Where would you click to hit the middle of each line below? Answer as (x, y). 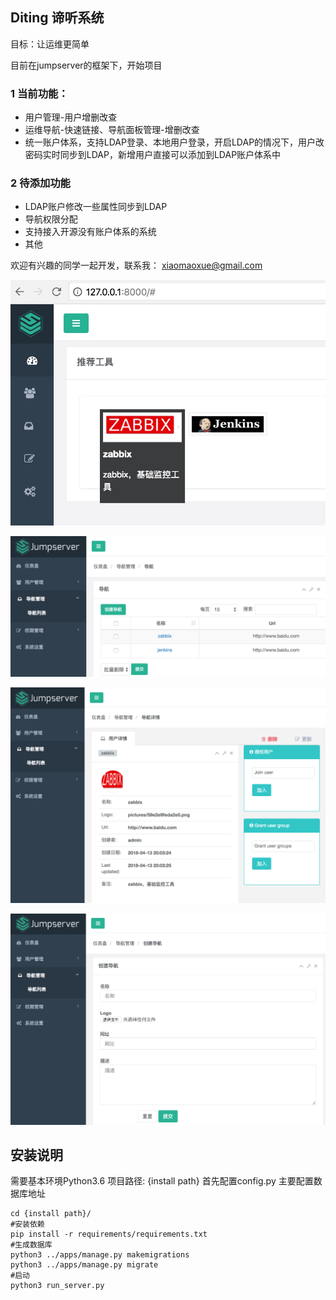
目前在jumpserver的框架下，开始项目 (86, 65)
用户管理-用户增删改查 (71, 117)
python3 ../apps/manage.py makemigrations (100, 1255)
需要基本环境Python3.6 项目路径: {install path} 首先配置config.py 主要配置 (162, 1181)
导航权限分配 (51, 219)
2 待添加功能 (40, 183)
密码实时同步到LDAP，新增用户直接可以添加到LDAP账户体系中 (153, 155)
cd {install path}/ (51, 1214)
